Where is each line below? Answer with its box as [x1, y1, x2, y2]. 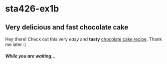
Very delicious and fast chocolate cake [5, 23, 129, 31]
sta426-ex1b [5, 3, 59, 14]
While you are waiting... [5, 53, 56, 59]
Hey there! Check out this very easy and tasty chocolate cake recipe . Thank [5, 36, 162, 42]
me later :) [5, 41, 26, 47]
